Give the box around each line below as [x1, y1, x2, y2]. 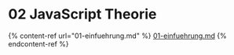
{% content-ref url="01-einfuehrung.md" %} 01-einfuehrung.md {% [8, 31, 227, 40]
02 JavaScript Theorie [8, 5, 157, 23]
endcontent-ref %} [8, 39, 69, 48]
